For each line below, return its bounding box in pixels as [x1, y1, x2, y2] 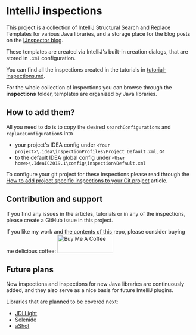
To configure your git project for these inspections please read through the [6, 170, 189, 178]
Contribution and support [6, 194, 103, 204]
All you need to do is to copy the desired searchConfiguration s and [6, 123, 171, 131]
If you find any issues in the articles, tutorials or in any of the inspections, [6, 210, 186, 217]
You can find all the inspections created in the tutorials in [6, 66, 146, 73]
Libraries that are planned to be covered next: [6, 298, 119, 305]
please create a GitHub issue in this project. [6, 216, 113, 224]
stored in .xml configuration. [6, 54, 76, 61]
